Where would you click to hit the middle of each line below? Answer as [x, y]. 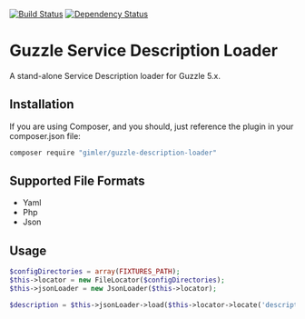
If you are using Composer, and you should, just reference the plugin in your [152, 126]
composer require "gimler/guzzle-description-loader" [113, 153]
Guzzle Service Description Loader [144, 51]
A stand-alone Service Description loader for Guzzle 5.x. [115, 75]
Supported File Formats [77, 181]
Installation [42, 105]
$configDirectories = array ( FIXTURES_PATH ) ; [95, 272]
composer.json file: [45, 135]
